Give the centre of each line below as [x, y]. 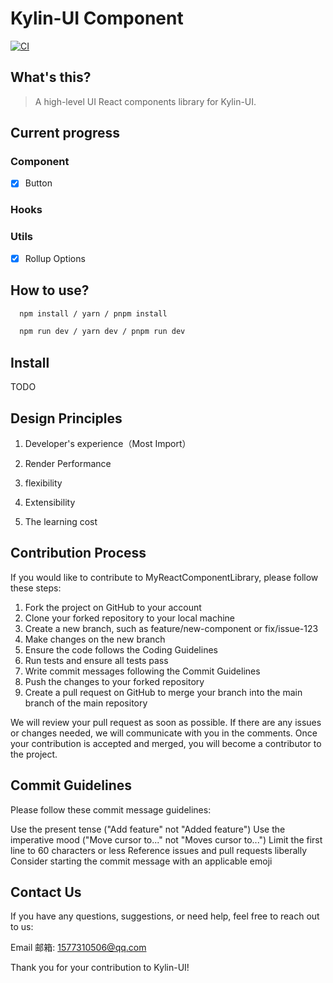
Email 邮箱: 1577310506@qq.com [78, 948]
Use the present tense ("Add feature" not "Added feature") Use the [148, 829]
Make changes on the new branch [95, 639]
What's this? [51, 77]
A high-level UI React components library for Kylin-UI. [145, 101]
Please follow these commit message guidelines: [111, 809]
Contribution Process [78, 553]
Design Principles [66, 418]
